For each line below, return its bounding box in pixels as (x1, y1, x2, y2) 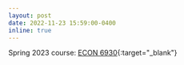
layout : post (8, 11, 52, 20)
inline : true (8, 26, 52, 34)
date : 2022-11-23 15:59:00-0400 (8, 19, 116, 27)
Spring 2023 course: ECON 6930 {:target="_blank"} (8, 48, 178, 58)
